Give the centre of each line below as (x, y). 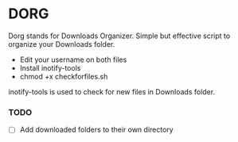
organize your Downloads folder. (62, 44)
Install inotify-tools (50, 67)
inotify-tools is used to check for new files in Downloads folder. (112, 91)
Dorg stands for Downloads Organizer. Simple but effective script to (119, 36)
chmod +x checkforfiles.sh (64, 76)
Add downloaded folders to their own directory (96, 130)
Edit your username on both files (73, 59)
